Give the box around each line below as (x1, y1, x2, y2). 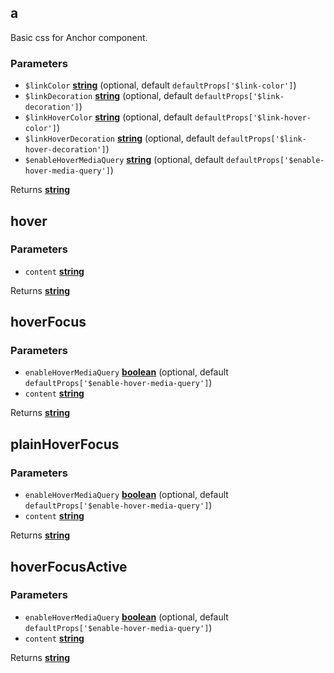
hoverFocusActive (10, 558, 128, 575)
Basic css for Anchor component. (10, 31, 148, 43)
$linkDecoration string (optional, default (24, 90, 193, 102)
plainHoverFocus (10, 436, 120, 453)
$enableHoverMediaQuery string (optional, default (24, 154, 225, 166)
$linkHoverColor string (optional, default (24, 111, 193, 123)
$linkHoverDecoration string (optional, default (24, 132, 215, 145)
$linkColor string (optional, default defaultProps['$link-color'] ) (24, 79, 297, 91)
